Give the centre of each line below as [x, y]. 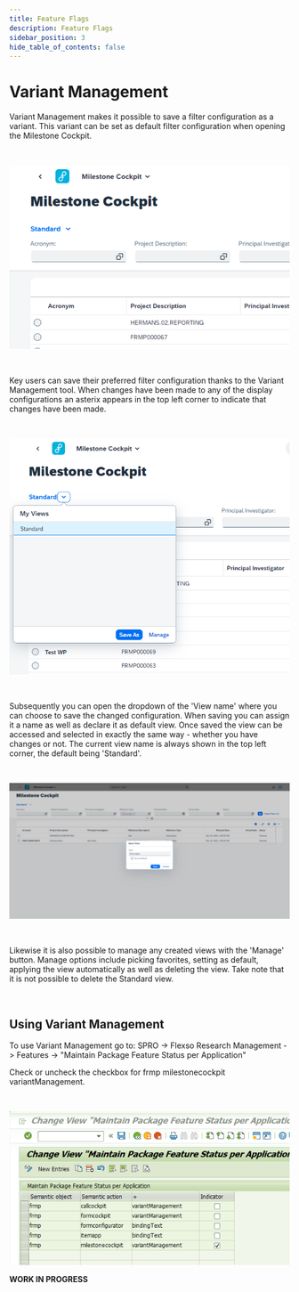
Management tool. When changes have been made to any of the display [141, 390]
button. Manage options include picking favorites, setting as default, [134, 960]
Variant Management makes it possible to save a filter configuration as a [141, 117]
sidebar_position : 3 [48, 37]
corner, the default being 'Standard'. [76, 753]
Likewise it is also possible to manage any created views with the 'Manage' [147, 951]
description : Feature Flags [61, 28]
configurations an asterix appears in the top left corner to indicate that [138, 399]
